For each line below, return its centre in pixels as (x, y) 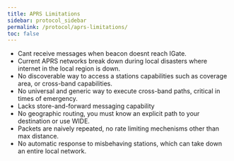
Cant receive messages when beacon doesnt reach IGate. (102, 54)
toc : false (23, 34)
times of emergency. (47, 99)
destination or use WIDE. (54, 121)
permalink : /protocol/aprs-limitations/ (68, 27)
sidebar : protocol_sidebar (47, 20)
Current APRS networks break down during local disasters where (112, 61)
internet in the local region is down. (69, 68)
